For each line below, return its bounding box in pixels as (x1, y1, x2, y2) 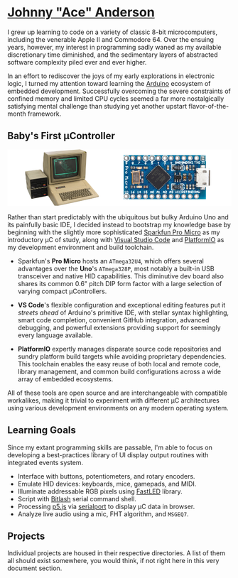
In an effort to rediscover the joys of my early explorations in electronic (7, 72, 215, 80)
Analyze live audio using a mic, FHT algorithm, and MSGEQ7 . (17, 509, 190, 518)
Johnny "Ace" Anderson (7, 4, 155, 21)
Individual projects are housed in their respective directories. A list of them (7, 549, 226, 557)
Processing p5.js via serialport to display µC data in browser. (17, 502, 195, 511)
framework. (27, 109, 62, 118)
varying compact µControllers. (17, 287, 107, 295)
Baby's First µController (7, 130, 115, 142)
